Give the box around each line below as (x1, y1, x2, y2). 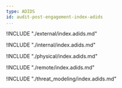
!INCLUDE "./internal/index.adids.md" (6, 41, 96, 48)
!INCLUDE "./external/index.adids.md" (6, 30, 97, 37)
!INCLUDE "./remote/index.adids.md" (6, 64, 95, 71)
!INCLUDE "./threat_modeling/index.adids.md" (6, 75, 117, 82)
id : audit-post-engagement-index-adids (6, 14, 103, 20)
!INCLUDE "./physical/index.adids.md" (6, 52, 98, 59)
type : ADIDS (6, 8, 35, 15)
